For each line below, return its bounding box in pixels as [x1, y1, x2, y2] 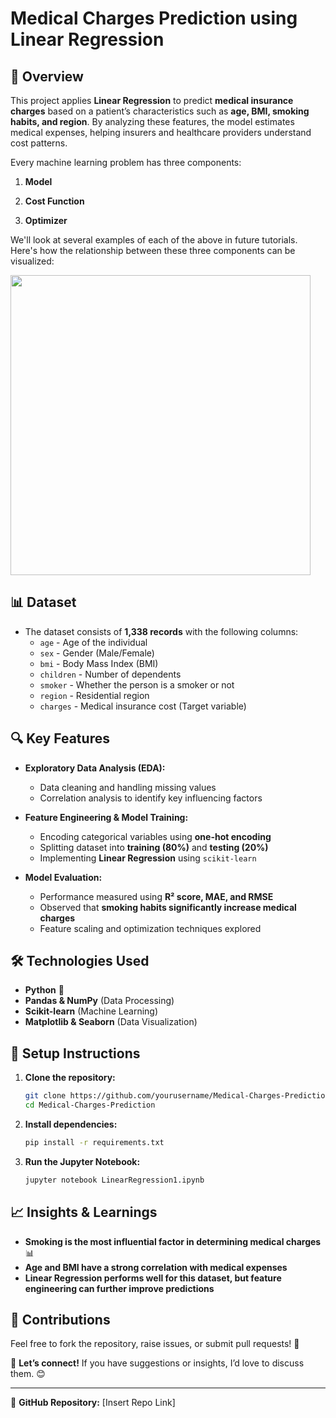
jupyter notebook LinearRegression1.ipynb [24, 1175, 205, 1185]
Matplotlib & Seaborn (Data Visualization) [24, 1016, 198, 1028]
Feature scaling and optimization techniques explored [39, 922, 262, 934]
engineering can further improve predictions [24, 1282, 215, 1294]
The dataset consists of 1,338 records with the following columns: [24, 625, 299, 637]
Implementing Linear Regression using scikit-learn [39, 852, 257, 864]
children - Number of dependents [39, 668, 182, 680]
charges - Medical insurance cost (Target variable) [39, 700, 247, 712]
